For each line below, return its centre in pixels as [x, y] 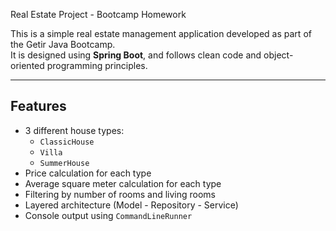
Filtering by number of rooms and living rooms [120, 194]
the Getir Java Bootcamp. [63, 44]
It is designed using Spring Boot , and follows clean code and [136, 55]
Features [38, 106]
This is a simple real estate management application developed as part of [161, 33]
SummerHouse [64, 163]
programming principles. [97, 65]
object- [278, 55]
